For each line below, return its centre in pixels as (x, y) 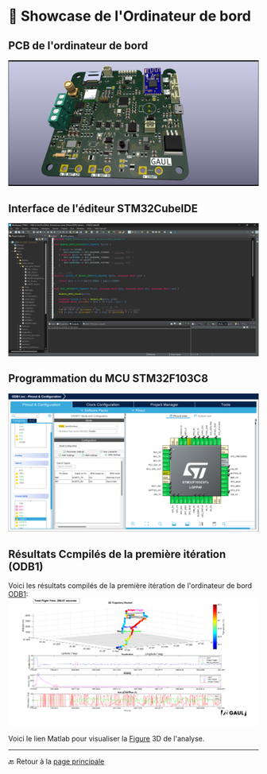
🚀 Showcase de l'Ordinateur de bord (130, 16)
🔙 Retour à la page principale (56, 761)
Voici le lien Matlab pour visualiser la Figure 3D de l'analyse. (106, 738)
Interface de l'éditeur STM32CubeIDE (103, 209)
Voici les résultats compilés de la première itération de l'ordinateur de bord (130, 586)
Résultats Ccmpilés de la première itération (117, 554)
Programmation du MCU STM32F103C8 (108, 379)
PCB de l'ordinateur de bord (78, 46)
